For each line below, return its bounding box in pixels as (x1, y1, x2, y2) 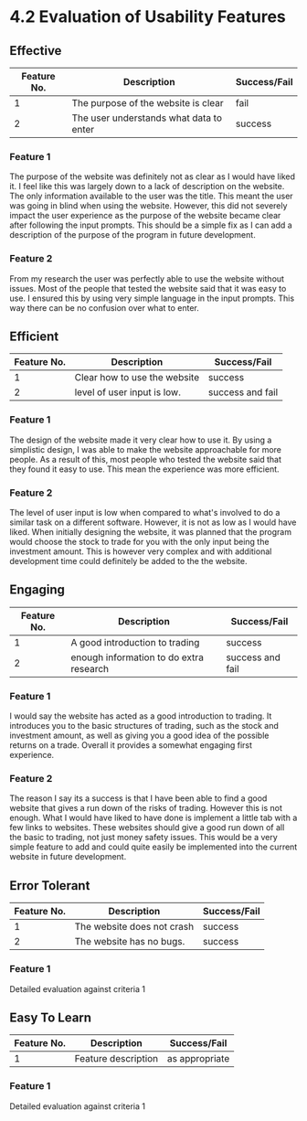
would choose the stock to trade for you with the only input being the (9, 537, 270, 547)
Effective (9, 43, 62, 59)
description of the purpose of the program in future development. (9, 230, 256, 240)
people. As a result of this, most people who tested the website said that (9, 454, 281, 464)
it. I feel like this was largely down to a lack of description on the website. (9, 181, 285, 192)
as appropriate (167, 1052, 230, 1065)
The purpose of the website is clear (71, 97, 224, 109)
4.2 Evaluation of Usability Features (9, 6, 286, 27)
